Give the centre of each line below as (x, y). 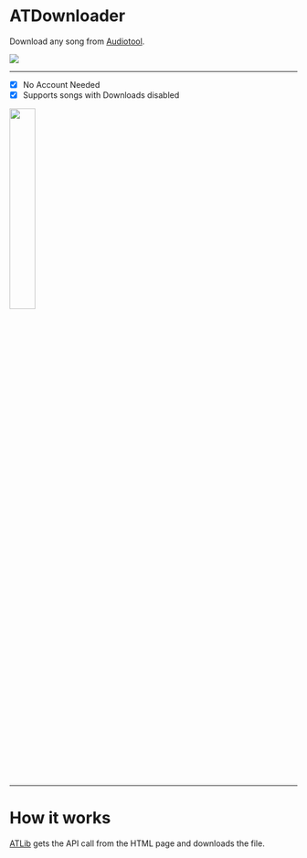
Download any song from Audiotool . (77, 41)
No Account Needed (61, 84)
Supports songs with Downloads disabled (101, 95)
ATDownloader (68, 16)
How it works (60, 818)
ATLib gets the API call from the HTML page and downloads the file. (137, 843)
